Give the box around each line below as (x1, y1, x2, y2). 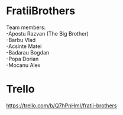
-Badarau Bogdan (6, 49, 50, 56)
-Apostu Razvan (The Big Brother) (6, 30, 89, 37)
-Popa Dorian (6, 55, 39, 62)
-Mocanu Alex (6, 61, 41, 69)
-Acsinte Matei (6, 43, 42, 50)
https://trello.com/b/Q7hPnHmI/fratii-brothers (6, 102, 117, 109)
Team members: (6, 24, 46, 31)
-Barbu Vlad (6, 36, 36, 43)
